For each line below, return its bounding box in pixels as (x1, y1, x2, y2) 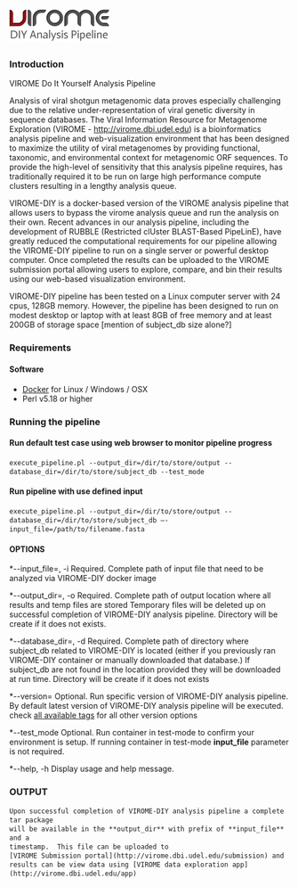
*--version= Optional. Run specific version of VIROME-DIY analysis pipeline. (9, 691, 289, 702)
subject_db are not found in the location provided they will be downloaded (9, 664, 281, 675)
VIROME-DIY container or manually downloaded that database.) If (9, 655, 251, 666)
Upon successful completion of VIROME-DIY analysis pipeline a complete (9, 807, 285, 816)
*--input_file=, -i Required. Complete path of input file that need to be (9, 563, 264, 574)
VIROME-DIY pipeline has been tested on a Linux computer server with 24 (9, 291, 281, 302)
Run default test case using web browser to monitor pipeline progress (9, 438, 273, 448)
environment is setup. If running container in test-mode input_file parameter (9, 736, 289, 748)
